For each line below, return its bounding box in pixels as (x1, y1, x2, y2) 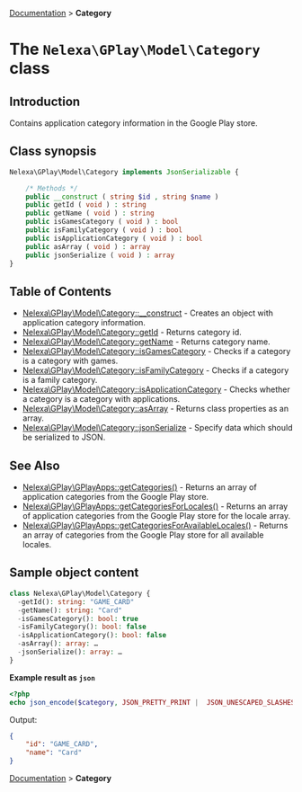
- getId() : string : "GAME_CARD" (17, 597, 135, 606)
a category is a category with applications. (22, 394, 181, 405)
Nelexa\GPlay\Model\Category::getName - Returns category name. (22, 336, 271, 347)
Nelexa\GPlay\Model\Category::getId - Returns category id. (22, 327, 243, 338)
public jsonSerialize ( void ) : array (25, 251, 175, 260)
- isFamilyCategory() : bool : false (17, 622, 147, 632)
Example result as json (9, 672, 96, 682)
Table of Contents (9, 283, 112, 299)
